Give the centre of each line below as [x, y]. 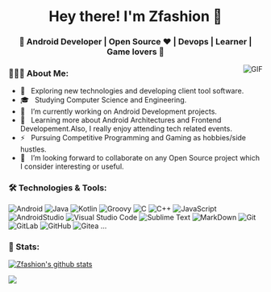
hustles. [33, 149]
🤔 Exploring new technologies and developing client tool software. [132, 91]
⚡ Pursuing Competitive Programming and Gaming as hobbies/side [133, 138]
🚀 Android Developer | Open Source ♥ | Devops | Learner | [135, 42]
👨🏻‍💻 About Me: [39, 73]
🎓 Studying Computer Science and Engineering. [103, 100]
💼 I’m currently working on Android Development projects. [119, 111]
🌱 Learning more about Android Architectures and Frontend [121, 120]
